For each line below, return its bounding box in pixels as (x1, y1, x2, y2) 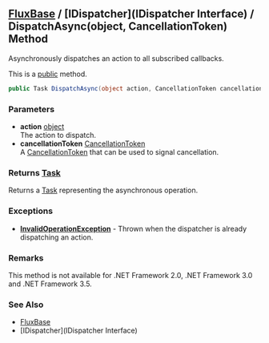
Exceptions (8, 205, 54, 216)
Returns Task (8, 167, 62, 178)
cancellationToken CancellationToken (19, 139, 146, 148)
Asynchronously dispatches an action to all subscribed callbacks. (8, 53, 224, 63)
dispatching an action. (19, 232, 94, 242)
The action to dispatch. (19, 130, 97, 139)
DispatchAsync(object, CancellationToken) (8, 20, 228, 34)
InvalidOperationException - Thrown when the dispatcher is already (19, 224, 247, 233)
